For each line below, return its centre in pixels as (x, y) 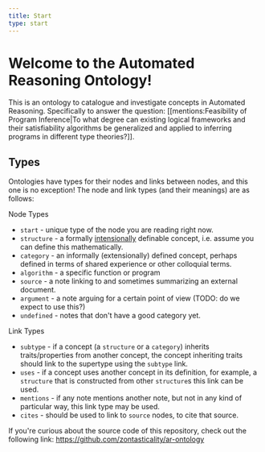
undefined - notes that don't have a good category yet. (110, 316)
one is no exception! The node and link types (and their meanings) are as (129, 190)
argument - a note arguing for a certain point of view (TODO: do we (130, 298)
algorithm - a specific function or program (90, 273)
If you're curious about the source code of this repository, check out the (128, 431)
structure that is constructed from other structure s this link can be (131, 381)
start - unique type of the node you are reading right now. (117, 230)
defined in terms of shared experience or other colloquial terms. (126, 264)
